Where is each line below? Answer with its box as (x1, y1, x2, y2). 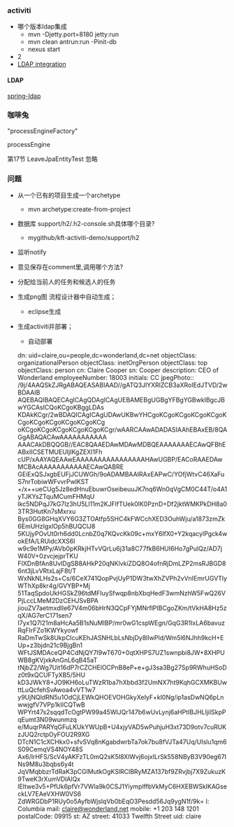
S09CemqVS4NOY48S (17, 745, 84, 754)
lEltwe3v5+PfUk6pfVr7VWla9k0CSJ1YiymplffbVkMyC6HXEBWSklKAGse (17, 782, 227, 791)
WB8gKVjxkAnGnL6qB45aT (17, 656, 98, 665)
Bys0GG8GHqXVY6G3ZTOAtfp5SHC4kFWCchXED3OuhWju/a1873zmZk (17, 515, 226, 523)
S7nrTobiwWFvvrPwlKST (17, 478, 89, 486)
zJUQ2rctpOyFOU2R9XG (17, 730, 90, 739)
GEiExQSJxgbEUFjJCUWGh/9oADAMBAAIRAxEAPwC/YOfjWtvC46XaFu (17, 470, 225, 479)
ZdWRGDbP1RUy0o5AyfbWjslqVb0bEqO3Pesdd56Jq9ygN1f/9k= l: (17, 797, 210, 806)
